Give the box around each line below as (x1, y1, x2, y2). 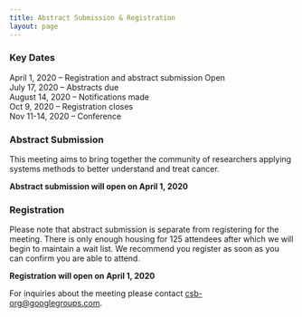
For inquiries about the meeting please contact (9, 288, 184, 299)
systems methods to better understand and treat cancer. (9, 164, 220, 175)
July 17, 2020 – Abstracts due (9, 82, 119, 92)
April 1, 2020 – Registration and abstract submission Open (9, 72, 226, 82)
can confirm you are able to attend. (9, 253, 140, 264)
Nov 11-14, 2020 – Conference (9, 110, 122, 121)
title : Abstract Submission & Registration (9, 13, 176, 23)
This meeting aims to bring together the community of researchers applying (9, 154, 292, 165)
